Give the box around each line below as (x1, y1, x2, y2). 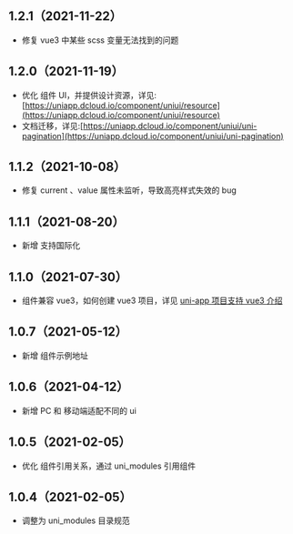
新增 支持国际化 (21, 240, 81, 251)
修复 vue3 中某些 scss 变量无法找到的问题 (21, 35, 179, 45)
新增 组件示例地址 (21, 349, 88, 361)
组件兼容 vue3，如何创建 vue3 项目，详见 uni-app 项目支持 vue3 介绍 (21, 295, 283, 307)
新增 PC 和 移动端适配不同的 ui (21, 405, 137, 416)
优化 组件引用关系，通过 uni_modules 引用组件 (21, 460, 197, 471)
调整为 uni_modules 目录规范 (21, 515, 130, 526)
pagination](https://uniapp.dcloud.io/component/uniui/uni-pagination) (21, 130, 284, 141)
